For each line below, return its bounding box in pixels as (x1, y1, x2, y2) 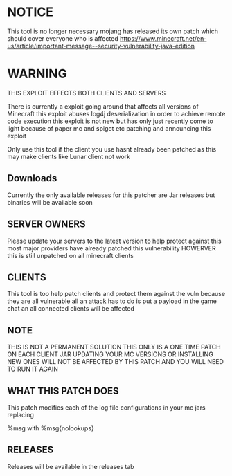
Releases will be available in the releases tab (7, 462, 134, 470)
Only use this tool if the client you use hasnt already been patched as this (7, 145, 217, 153)
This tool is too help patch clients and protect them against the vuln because (7, 290, 226, 298)
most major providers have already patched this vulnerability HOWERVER (7, 244, 216, 253)
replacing (7, 410, 35, 419)
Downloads (7, 172, 57, 184)
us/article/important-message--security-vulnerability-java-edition (7, 42, 195, 50)
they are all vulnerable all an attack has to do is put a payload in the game (7, 297, 217, 305)
